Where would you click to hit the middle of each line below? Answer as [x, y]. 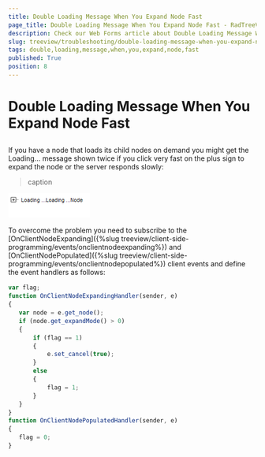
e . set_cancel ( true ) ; [80, 355]
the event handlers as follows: [57, 273]
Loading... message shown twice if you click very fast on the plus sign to [126, 158]
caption [40, 182]
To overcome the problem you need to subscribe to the [98, 230]
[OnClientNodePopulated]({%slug [63, 255]
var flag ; [24, 288]
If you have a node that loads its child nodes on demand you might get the [129, 150]
